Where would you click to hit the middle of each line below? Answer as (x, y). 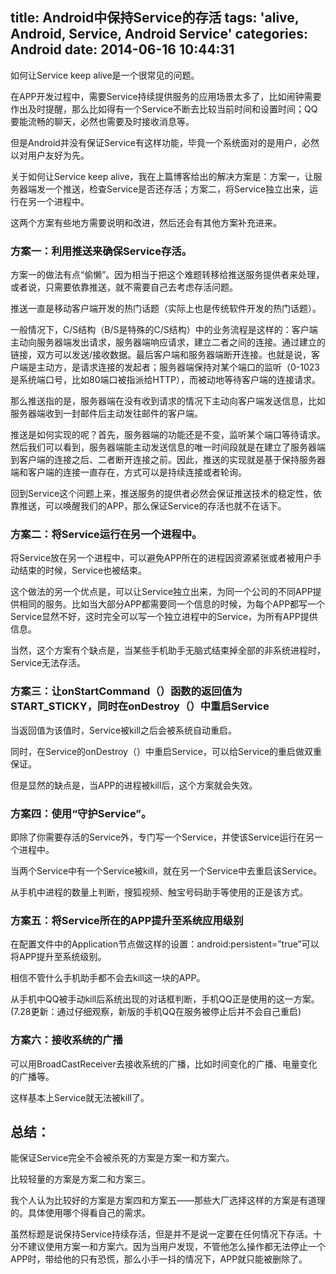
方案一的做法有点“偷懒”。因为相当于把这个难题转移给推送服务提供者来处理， (167, 275)
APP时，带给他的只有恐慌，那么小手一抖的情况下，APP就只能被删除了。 (159, 1259)
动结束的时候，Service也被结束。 (79, 570)
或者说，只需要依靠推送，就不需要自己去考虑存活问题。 (124, 287)
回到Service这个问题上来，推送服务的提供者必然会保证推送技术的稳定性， (162, 494)
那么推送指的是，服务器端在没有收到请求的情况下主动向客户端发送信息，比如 (168, 401)
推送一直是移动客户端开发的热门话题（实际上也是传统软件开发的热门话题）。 (166, 309)
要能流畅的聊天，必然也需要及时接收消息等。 (102, 121)
